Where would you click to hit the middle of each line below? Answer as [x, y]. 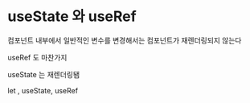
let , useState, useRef [43, 90]
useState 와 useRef [72, 16]
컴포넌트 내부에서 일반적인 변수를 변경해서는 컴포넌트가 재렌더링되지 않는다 [125, 40]
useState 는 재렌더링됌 [44, 74]
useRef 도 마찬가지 [37, 57]
